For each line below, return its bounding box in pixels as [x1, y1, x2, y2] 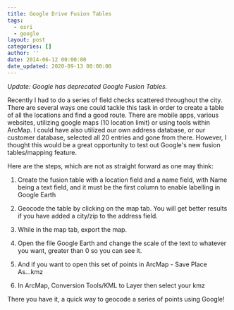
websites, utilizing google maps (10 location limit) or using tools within [7, 118, 210, 127]
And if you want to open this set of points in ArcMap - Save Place [17, 260, 208, 268]
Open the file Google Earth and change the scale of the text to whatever [17, 239, 227, 247]
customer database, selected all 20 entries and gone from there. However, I [7, 133, 227, 142]
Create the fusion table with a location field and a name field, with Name [17, 175, 228, 184]
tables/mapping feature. [7, 148, 78, 156]
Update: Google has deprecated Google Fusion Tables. [7, 82, 168, 90]
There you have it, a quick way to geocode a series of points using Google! [7, 294, 225, 303]
